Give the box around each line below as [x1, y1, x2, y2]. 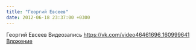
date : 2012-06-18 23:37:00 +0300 [6, 14, 90, 20]
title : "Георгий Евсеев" [6, 8, 69, 15]
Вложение [6, 37, 33, 45]
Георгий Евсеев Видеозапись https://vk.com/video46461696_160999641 [6, 31, 190, 38]
